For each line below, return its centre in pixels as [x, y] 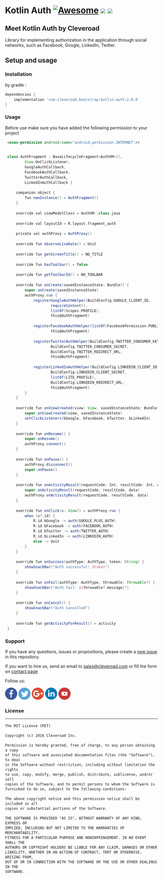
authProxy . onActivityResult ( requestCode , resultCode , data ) [87, 495]
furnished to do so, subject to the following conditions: [66, 789]
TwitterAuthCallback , [46, 177]
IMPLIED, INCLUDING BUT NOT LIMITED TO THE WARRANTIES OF [65, 828]
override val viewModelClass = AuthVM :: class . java [68, 213]
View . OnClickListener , [47, 162]
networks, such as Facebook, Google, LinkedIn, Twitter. [61, 45]
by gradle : [16, 85]
